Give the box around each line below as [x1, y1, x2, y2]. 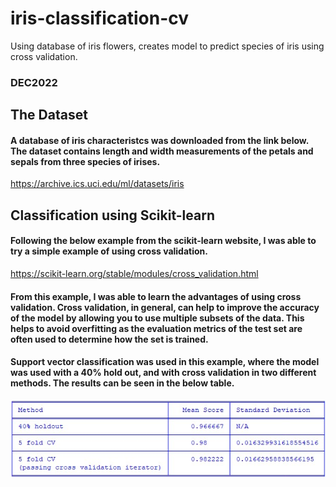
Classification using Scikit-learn [10, 207, 215, 224]
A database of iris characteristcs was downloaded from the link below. [10, 134, 309, 146]
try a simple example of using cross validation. [10, 245, 208, 257]
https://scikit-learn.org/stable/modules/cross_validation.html [10, 268, 259, 280]
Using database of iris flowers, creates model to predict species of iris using [10, 40, 325, 52]
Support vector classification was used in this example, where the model [10, 356, 320, 368]
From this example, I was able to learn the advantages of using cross [10, 290, 302, 302]
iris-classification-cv [10, 7, 190, 30]
